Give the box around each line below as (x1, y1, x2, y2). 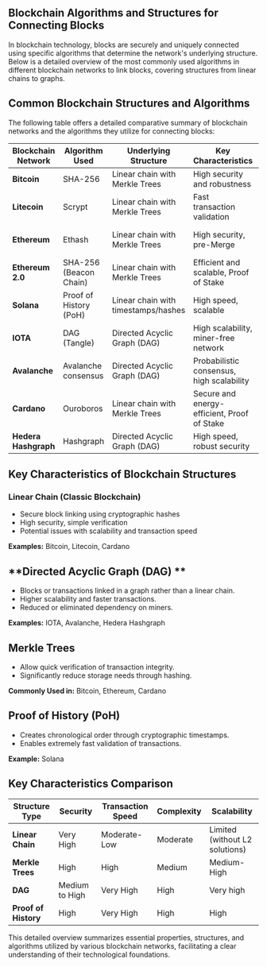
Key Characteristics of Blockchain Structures (8, 468, 237, 482)
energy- (193, 397, 225, 408)
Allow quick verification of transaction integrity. (19, 662, 175, 671)
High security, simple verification (19, 518, 128, 528)
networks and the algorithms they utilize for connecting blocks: (8, 126, 215, 136)
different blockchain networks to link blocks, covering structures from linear (8, 65, 257, 75)
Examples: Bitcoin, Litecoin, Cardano (8, 542, 130, 551)
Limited (209, 824, 237, 835)
